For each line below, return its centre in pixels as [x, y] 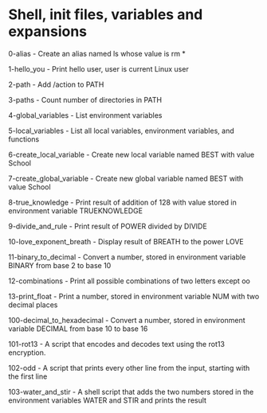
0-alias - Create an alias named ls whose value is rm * [97, 53]
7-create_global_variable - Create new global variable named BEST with [126, 178]
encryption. [27, 353]
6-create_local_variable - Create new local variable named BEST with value [132, 154]
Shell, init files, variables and [106, 15]
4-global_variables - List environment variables [85, 115]
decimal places [33, 305]
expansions [48, 31]
